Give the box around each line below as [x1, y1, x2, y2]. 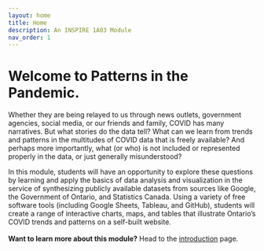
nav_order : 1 [8, 33, 51, 42]
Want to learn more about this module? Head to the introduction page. [8, 234, 239, 244]
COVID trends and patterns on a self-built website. [8, 217, 171, 227]
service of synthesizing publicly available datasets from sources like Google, [8, 184, 256, 194]
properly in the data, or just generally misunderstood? [8, 152, 182, 161]
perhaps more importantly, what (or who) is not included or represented [8, 143, 240, 153]
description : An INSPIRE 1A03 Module [8, 26, 132, 34]
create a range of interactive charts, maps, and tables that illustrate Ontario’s [8, 209, 256, 219]
